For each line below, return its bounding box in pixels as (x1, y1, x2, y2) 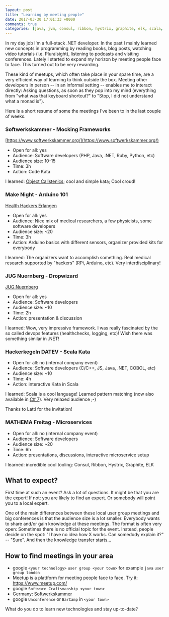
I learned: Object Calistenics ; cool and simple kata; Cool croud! (5, 178, 136, 184)
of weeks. (5, 113, 26, 119)
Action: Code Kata (12, 169, 51, 175)
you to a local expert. (5, 500, 49, 506)
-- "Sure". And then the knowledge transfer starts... (5, 537, 112, 543)
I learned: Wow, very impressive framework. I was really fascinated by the (5, 325, 158, 331)
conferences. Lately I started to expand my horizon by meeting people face (5, 56, 161, 62)
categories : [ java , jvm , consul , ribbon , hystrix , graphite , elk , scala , (5, 26, 163, 31)
